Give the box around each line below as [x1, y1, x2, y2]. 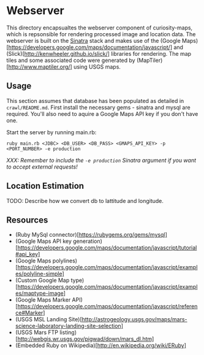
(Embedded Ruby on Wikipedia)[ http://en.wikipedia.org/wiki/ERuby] [15, 342, 187, 349]
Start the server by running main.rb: [6, 128, 97, 136]
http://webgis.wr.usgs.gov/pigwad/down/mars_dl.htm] [17, 335, 154, 343]
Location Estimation [6, 181, 85, 191]
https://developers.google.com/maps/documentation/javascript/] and [8, 44, 184, 51]
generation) [72, 237, 103, 245]
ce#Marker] [15, 309, 45, 316]
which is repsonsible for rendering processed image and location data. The [6, 30, 196, 37]
